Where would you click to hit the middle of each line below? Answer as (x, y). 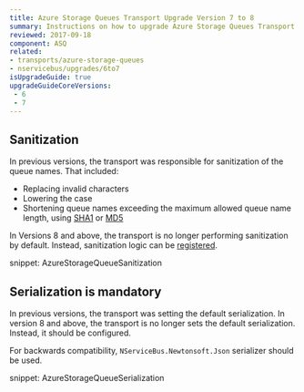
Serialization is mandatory (86, 291)
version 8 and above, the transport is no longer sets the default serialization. (152, 323)
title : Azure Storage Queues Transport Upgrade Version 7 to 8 (132, 18)
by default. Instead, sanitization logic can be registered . (114, 245)
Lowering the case (57, 199)
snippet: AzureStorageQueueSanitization (86, 263)
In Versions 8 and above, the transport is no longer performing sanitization (149, 236)
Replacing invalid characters (76, 189)
